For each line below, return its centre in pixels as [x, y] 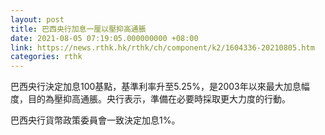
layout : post [37, 19]
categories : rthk [46, 57]
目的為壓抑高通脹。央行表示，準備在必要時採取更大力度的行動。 [159, 99]
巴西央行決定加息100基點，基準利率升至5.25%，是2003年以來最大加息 [156, 87]
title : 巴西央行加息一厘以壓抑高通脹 [78, 29]
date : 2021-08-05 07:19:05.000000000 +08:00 [104, 38]
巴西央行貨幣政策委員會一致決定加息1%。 [95, 120]
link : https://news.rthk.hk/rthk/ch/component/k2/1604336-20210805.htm [162, 47]
